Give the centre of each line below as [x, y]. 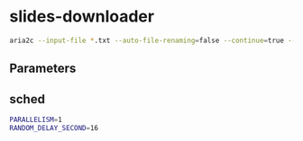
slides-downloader [82, 17]
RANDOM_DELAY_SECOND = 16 [54, 128]
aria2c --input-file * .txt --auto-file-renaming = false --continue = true [147, 40]
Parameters [43, 69]
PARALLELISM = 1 [36, 120]
